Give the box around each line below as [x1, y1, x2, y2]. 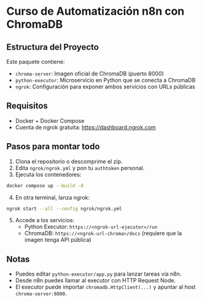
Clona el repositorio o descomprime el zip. [15, 158, 123, 165]
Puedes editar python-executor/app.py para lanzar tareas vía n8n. [15, 270, 182, 277]
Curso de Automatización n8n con [6, 4, 185, 18]
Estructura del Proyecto [6, 42, 99, 52]
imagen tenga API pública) [24, 236, 91, 244]
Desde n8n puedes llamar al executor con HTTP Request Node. [15, 277, 176, 284]
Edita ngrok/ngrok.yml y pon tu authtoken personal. [15, 164, 145, 171]
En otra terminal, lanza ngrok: [15, 193, 90, 201]
